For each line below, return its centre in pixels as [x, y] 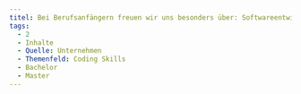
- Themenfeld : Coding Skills [72, 59]
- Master [34, 76]
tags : [19, 26]
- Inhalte [35, 43]
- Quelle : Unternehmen [60, 51]
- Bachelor [38, 68]
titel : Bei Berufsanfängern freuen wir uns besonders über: [124, 17]
